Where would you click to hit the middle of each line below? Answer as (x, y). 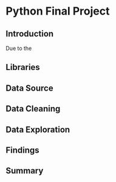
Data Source (29, 88)
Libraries (23, 67)
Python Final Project (58, 11)
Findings (23, 150)
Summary (25, 171)
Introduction (30, 34)
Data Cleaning (33, 109)
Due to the (19, 48)
